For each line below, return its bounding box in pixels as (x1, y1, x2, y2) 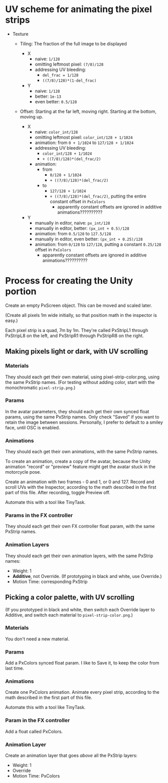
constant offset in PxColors (50, 198, 105, 205)
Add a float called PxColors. (5, 728, 63, 734)
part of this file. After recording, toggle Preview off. (5, 490, 110, 496)
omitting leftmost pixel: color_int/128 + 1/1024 (35, 134, 133, 140)
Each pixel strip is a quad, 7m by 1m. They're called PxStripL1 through (5, 327, 148, 333)
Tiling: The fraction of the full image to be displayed (20, 40, 127, 46)
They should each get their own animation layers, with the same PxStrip (5, 553, 153, 559)
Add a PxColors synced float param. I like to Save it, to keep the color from (5, 660, 159, 666)
